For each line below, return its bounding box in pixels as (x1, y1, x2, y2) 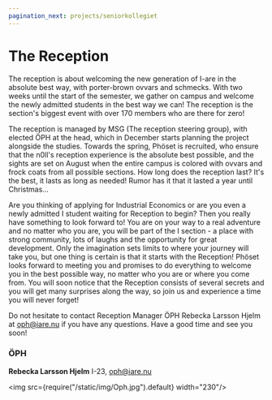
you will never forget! (8, 295, 80, 304)
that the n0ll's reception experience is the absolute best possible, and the (8, 149, 254, 159)
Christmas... (8, 184, 49, 194)
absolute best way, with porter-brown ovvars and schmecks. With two (8, 82, 244, 92)
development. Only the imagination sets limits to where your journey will (8, 243, 249, 252)
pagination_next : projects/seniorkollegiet (8, 11, 158, 20)
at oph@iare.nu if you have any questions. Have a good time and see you (8, 319, 253, 329)
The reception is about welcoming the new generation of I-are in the (8, 74, 237, 84)
